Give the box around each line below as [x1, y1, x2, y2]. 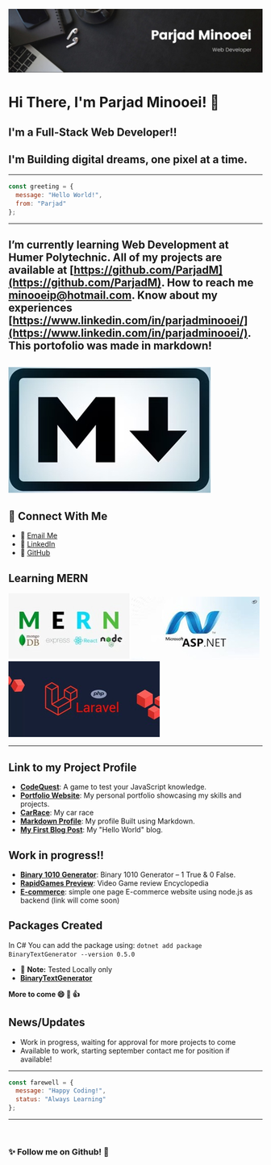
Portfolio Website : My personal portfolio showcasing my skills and [19, 790, 242, 800]
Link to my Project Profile [8, 761, 137, 774]
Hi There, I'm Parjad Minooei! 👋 [8, 94, 220, 111]
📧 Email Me [19, 530, 58, 541]
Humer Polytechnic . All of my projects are [8, 251, 223, 265]
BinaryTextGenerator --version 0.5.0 [8, 950, 135, 958]
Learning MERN [8, 571, 89, 585]
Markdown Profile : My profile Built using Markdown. [19, 816, 195, 826]
